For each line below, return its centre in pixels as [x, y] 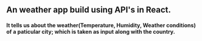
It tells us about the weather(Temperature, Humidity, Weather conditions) [101, 25]
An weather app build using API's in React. [89, 10]
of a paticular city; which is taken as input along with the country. [91, 31]
